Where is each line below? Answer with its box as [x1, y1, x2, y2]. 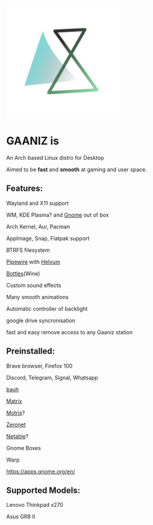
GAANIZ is [6, 134, 60, 148]
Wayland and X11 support [6, 199, 69, 206]
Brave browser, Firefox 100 [6, 362, 73, 369]
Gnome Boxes [6, 444, 41, 452]
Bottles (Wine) [6, 269, 40, 277]
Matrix [6, 397, 22, 404]
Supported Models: [6, 485, 81, 495]
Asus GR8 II [6, 513, 36, 520]
